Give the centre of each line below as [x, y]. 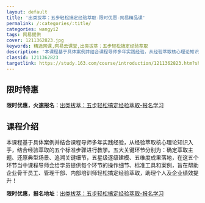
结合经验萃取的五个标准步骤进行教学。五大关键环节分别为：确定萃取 [102, 150]
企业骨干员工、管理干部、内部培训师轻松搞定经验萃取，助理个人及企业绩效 [100, 173]
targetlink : [21, 63]
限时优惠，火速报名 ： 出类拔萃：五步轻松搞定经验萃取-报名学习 [85, 105]
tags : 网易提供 [24, 35]
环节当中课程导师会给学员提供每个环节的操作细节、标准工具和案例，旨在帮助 [103, 165]
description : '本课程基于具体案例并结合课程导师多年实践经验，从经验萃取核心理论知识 [103, 52]
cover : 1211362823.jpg [35, 40]
